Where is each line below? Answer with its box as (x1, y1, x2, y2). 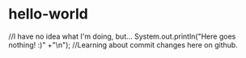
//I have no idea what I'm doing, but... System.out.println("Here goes (8, 31, 236, 41)
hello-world (8, 5, 89, 23)
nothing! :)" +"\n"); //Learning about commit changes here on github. (8, 39, 239, 49)
